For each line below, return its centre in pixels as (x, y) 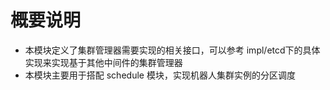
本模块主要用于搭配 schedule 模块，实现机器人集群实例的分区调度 (160, 75)
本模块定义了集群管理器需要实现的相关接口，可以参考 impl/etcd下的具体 (172, 50)
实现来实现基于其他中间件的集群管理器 (103, 62)
